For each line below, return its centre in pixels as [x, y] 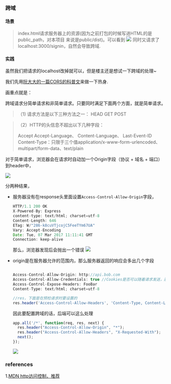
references [19, 364]
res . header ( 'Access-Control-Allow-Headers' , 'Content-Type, [78, 303]
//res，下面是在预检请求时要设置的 [45, 298]
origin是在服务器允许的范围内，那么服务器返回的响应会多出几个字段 [83, 261]
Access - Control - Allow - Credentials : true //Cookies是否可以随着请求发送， [88, 280]
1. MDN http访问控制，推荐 [33, 376]
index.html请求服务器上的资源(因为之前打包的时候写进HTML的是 [85, 34]
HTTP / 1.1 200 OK [30, 206]
